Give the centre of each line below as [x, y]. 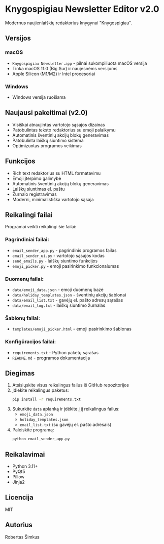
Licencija [19, 498]
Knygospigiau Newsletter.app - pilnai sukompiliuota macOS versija [80, 63]
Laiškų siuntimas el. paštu [38, 189]
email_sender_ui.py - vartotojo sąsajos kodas [58, 255]
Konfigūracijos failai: [31, 342]
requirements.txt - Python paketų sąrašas [55, 352]
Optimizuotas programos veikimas [47, 146]
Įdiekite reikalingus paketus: [41, 390]
